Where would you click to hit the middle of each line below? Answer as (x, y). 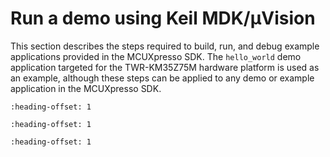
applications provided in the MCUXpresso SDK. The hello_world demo (156, 56)
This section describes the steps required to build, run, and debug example (165, 46)
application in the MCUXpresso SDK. (86, 88)
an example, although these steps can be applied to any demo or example (162, 78)
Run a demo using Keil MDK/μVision (163, 18)
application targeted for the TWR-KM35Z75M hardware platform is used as (165, 67)
